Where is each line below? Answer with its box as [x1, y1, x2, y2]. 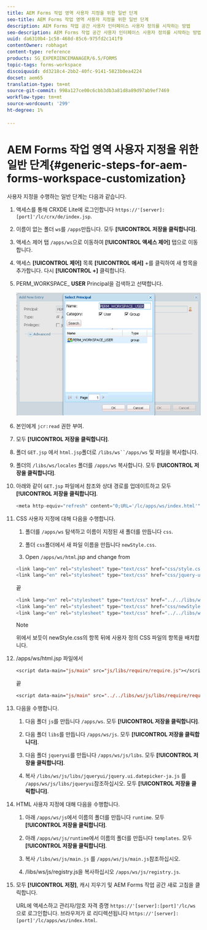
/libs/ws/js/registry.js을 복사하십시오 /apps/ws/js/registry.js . [25, 868, 181, 875]
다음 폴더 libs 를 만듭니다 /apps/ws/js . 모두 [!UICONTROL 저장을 [25, 730, 184, 738]
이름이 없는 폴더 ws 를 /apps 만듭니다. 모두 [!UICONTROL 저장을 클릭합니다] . [15, 225, 197, 233]
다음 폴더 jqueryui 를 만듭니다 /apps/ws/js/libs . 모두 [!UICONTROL [25, 751, 193, 759]
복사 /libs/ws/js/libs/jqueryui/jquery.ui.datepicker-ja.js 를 [25, 772, 187, 780]
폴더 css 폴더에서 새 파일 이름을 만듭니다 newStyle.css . [25, 541, 157, 548]
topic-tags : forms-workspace [7, 61, 82, 68]
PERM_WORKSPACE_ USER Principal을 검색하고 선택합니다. [15, 279, 163, 287]
